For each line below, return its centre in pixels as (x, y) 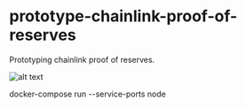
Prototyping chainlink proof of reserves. (82, 59)
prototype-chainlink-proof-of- (123, 16)
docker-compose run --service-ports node (87, 94)
